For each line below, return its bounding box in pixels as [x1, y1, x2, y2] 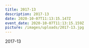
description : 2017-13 [5, 12, 49, 16]
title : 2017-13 [5, 7, 36, 12]
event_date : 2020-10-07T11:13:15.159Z [5, 20, 84, 26]
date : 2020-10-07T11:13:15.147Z [5, 16, 71, 21]
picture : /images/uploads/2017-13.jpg [5, 25, 84, 30]
